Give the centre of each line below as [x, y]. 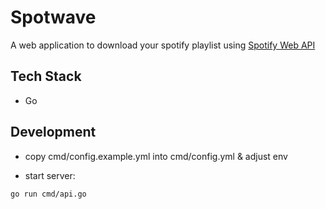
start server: [50, 175]
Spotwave [53, 17]
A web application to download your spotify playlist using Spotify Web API [163, 45]
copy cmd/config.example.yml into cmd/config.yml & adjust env [156, 156]
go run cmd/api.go [48, 194]
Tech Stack [46, 76]
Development [53, 132]
